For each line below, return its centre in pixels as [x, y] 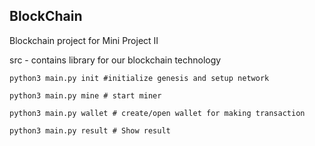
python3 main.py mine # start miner [85, 95]
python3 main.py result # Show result [90, 130]
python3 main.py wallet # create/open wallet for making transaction [157, 113]
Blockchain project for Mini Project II [84, 40]
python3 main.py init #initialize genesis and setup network [139, 78]
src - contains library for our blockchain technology [115, 60]
